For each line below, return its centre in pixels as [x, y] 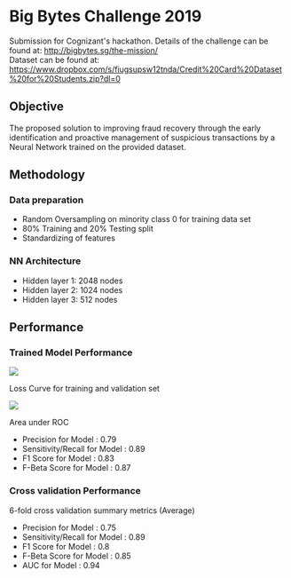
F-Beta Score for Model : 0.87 [76, 468]
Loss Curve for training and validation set [84, 389]
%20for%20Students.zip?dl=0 [65, 78]
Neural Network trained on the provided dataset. [98, 146]
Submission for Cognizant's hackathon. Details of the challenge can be [139, 41]
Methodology [47, 175]
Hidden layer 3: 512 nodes [70, 299]
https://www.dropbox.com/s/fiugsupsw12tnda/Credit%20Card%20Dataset [145, 69]
